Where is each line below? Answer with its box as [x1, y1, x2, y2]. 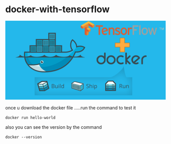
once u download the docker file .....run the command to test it [5, 105, 136, 110]
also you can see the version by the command [5, 124, 102, 130]
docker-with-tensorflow [5, 4, 110, 15]
